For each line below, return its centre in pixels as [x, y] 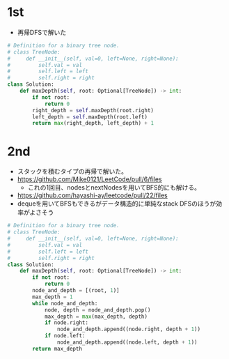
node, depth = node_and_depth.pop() [97, 310]
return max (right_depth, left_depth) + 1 [93, 123]
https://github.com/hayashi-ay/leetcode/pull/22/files [93, 195]
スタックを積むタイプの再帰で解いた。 [72, 171]
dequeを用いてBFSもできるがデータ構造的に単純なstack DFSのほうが [117, 204]
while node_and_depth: [65, 303]
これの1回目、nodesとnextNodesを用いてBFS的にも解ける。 [114, 188]
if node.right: [66, 323]
